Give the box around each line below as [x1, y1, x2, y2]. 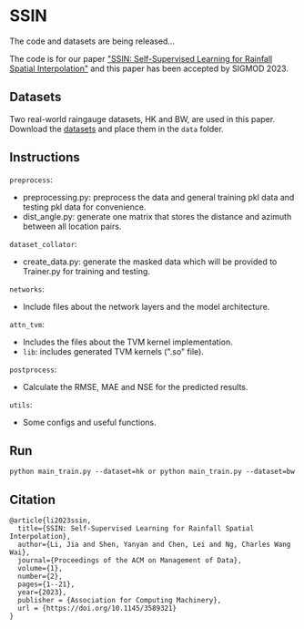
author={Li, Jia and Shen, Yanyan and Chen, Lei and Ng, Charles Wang [17, 540, 291, 550]
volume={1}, [17, 564, 64, 573]
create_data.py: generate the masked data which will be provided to [22, 256, 278, 267]
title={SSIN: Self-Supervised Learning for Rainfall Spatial [17, 524, 255, 533]
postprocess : [9, 364, 57, 375]
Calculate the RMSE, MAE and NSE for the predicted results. [22, 381, 248, 392]
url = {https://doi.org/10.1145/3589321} [17, 603, 177, 614]
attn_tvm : [9, 318, 46, 329]
